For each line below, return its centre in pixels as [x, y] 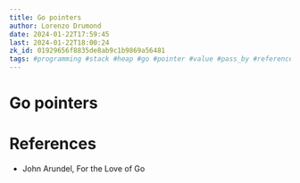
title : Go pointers [46, 17]
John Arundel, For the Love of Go [83, 169]
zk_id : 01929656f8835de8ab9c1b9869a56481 [87, 51]
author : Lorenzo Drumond [55, 26]
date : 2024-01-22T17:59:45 [59, 34]
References [53, 144]
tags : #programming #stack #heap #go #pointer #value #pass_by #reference [151, 59]
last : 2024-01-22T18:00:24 [59, 42]
